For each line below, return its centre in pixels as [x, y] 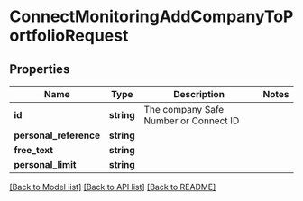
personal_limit [45, 164]
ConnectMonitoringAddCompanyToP [151, 17]
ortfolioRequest [69, 36]
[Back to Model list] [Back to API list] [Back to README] [113, 187]
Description [199, 94]
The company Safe [184, 110]
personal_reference [57, 135]
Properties [40, 69]
